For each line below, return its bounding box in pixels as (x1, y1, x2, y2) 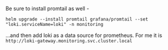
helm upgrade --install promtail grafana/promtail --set (5, 16, 149, 22)
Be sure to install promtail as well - (5, 5, 90, 12)
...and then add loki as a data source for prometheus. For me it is (5, 32, 163, 39)
